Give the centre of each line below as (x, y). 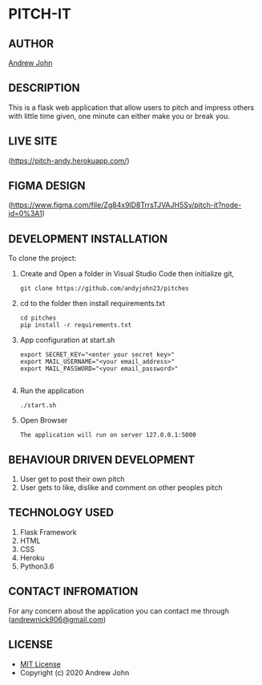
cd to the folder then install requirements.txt (93, 304)
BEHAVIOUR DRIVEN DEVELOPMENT (102, 460)
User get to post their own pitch (72, 479)
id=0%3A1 (25, 214)
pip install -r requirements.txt (76, 325)
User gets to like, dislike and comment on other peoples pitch (121, 487)
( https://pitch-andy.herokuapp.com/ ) (69, 161)
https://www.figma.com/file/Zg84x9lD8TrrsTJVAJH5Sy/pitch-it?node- (126, 205)
